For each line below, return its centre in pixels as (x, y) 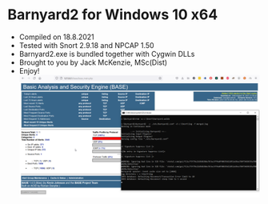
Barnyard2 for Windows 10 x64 (113, 15)
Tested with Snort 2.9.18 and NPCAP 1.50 (86, 45)
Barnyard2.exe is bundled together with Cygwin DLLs (107, 54)
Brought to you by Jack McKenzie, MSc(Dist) (93, 62)
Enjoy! (29, 70)
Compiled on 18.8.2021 (57, 37)
